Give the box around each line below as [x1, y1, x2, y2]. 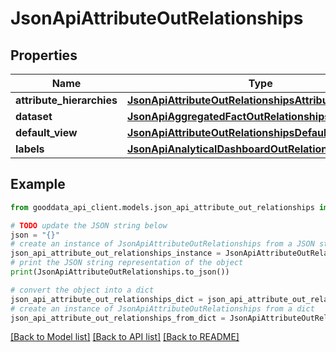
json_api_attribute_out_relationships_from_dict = [10, 313, 226, 323]
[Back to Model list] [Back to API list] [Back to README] [10, 331, 240, 343]
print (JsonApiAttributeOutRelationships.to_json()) [10, 267, 230, 277]
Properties [10, 47, 78, 64]
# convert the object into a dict [10, 285, 155, 295]
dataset [15, 110, 53, 123]
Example [10, 176, 66, 193]
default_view [15, 126, 78, 139]
